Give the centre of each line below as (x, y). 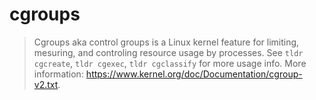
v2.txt (46, 84)
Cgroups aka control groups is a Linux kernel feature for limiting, (166, 42)
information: (58, 74)
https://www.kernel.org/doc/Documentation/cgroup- (194, 74)
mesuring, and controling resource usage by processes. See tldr (168, 52)
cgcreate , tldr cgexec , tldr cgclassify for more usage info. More (170, 63)
